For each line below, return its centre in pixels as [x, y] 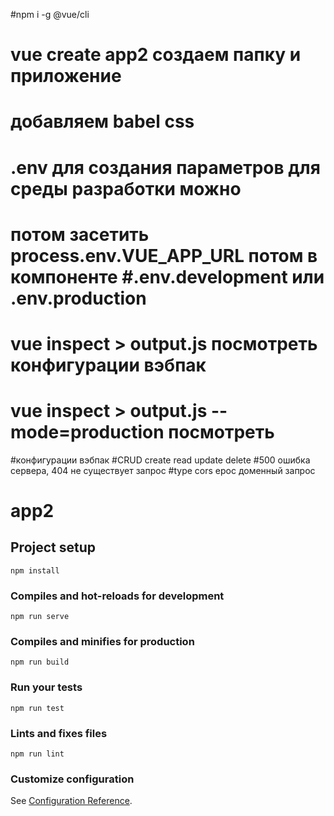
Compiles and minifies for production [102, 642]
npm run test [37, 708]
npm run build [40, 662]
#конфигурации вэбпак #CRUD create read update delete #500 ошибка [160, 460]
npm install [35, 570]
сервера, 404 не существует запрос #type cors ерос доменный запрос [163, 470]
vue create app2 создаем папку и [156, 55]
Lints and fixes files [59, 733]
